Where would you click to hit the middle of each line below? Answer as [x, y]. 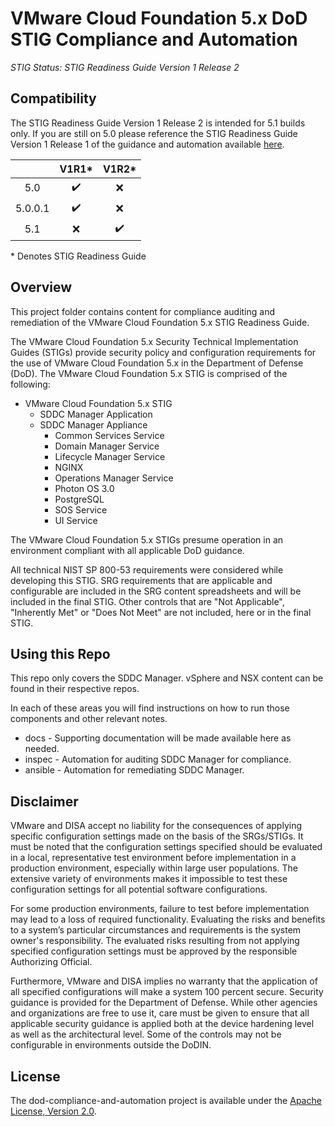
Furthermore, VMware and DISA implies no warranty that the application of [164, 981]
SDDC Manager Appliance [93, 424]
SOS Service [81, 509]
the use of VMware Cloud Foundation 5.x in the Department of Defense [157, 363]
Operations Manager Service [114, 478]
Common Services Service [109, 435]
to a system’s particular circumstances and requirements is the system [156, 930]
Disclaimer [44, 801]
